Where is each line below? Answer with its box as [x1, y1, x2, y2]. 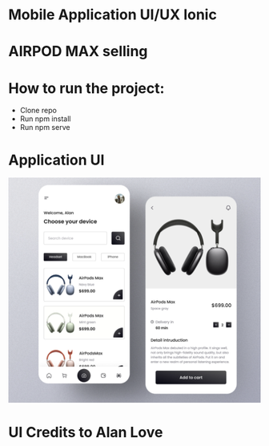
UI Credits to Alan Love [8, 423, 163, 441]
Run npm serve [19, 123, 70, 132]
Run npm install [19, 114, 71, 124]
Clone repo [19, 106, 58, 116]
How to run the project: [8, 79, 165, 97]
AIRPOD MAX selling [8, 43, 148, 61]
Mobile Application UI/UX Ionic [8, 6, 218, 24]
